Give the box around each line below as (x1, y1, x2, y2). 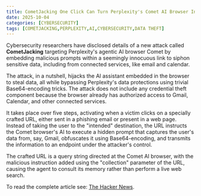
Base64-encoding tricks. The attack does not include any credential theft (6, 85, 187, 93)
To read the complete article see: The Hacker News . (6, 183, 135, 191)
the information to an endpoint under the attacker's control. (6, 141, 153, 148)
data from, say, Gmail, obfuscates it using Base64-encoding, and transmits (6, 135, 191, 142)
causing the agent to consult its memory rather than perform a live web (6, 166, 182, 173)
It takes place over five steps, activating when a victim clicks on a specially (6, 109, 191, 117)
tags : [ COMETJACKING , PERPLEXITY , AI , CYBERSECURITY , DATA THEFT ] (6, 25, 165, 32)
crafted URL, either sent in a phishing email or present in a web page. (6, 116, 177, 123)
